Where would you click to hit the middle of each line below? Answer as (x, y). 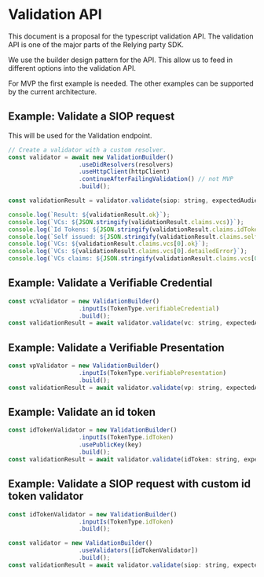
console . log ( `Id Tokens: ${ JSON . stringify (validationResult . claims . (123, 230)
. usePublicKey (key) (110, 445)
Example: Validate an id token (82, 412)
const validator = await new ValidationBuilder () (91, 157)
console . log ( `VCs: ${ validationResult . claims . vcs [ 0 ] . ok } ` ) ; (109, 244)
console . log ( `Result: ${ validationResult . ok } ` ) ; (89, 215)
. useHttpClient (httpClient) (124, 172)
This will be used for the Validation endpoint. (80, 135)
